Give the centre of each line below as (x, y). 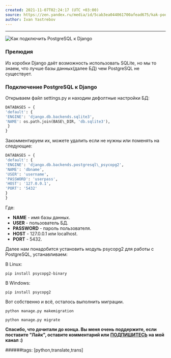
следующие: (19, 146)
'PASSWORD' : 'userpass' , (32, 179)
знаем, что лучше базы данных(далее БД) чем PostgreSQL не (73, 68)
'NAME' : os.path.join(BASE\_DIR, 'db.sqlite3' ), (58, 122)
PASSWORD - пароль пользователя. (52, 228)
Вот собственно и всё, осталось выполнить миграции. (65, 302)
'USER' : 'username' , (27, 174)
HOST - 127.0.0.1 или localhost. (45, 233)
